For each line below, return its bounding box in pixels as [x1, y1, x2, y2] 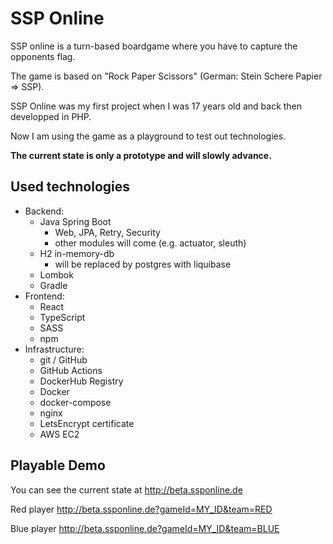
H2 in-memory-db [39, 247, 115, 259]
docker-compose [39, 396, 112, 408]
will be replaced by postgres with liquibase [54, 258, 232, 270]
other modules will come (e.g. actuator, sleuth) [54, 237, 247, 249]
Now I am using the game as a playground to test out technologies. [10, 130, 287, 142]
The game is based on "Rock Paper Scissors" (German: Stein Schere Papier [10, 70, 323, 82]
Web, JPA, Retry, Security [54, 226, 161, 238]
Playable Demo [10, 457, 106, 474]
